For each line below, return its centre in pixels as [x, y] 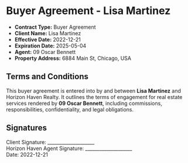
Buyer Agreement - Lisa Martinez [88, 11]
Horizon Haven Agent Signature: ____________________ [69, 148]
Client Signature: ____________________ [50, 142]
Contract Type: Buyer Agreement [55, 27]
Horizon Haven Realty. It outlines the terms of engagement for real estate [94, 97]
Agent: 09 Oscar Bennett [45, 52]
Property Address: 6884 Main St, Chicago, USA [73, 58]
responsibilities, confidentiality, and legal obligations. [70, 109]
